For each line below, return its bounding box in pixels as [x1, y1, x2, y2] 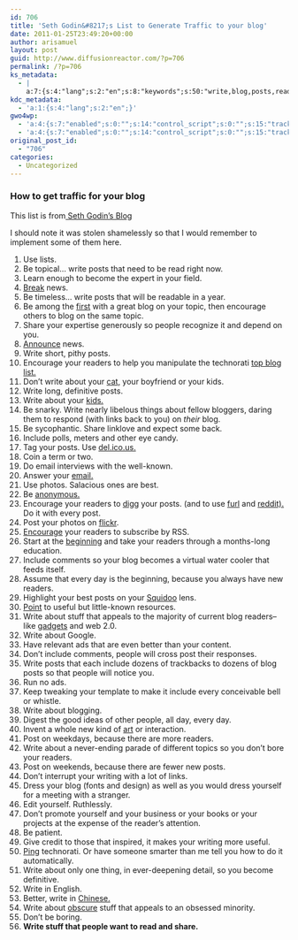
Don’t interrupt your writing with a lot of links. [22, 770, 188, 781]
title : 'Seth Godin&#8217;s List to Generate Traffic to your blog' [10, 21, 268, 30]
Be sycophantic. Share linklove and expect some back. [22, 423, 223, 433]
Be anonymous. [22, 488, 80, 500]
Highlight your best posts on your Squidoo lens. [22, 592, 197, 602]
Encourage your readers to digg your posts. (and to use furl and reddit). [22, 498, 285, 508]
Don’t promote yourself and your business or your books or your [22, 808, 257, 819]
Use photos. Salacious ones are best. [22, 479, 159, 490]
